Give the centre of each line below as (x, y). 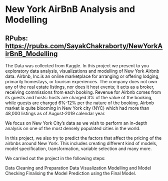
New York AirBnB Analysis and (70, 9)
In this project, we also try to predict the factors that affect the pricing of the (83, 138)
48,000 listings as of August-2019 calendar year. (55, 113)
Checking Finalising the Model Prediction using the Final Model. (71, 173)
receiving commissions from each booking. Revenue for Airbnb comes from (83, 92)
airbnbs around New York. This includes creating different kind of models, (81, 143)
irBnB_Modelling (31, 54)
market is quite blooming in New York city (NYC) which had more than (77, 108)
